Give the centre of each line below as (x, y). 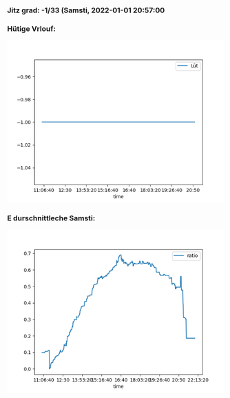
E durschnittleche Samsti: (51, 218)
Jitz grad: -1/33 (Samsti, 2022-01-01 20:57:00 (86, 10)
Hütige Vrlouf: (32, 28)
